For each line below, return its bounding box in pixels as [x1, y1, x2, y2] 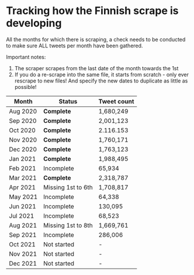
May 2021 [9, 192, 38, 201]
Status [58, 97, 78, 105]
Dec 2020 [9, 145, 37, 153]
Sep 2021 [9, 231, 37, 239]
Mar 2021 [9, 174, 37, 182]
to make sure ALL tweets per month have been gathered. [6, 42, 143, 49]
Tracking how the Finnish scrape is [6, 4, 179, 18]
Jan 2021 [9, 154, 36, 163]
